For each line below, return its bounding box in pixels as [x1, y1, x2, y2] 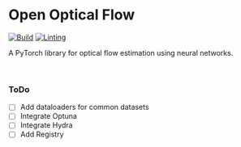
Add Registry [19, 129, 64, 139]
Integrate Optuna [19, 111, 77, 121]
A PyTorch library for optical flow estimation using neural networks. [8, 48, 234, 57]
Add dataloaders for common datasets [19, 103, 149, 112]
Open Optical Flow [8, 6, 136, 24]
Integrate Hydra [19, 120, 73, 130]
